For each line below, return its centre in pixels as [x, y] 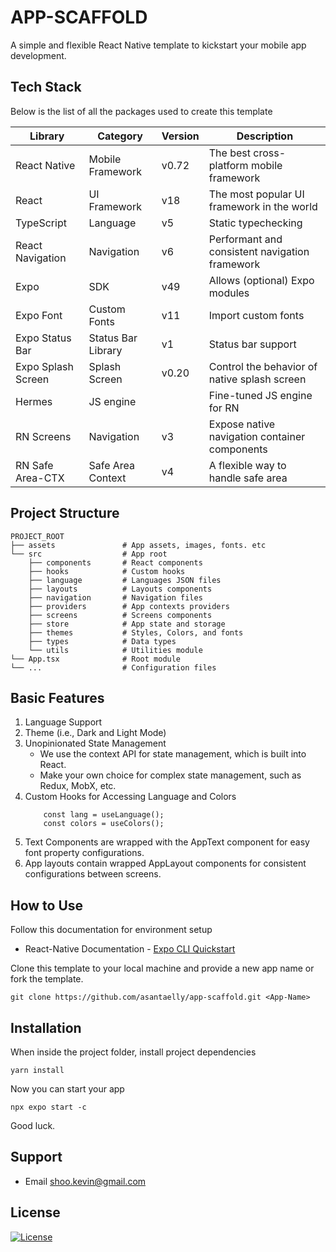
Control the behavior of [263, 366]
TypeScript [41, 223]
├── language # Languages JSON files [125, 580]
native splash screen [257, 379]
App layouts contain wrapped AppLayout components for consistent [165, 863]
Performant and [245, 239]
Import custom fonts [256, 315]
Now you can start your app [67, 1089]
